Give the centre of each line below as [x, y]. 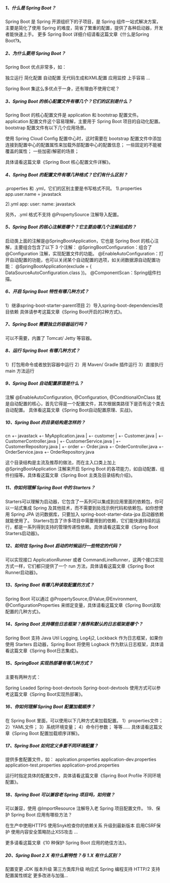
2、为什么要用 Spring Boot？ [35, 53]
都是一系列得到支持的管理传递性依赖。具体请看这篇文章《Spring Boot [86, 527]
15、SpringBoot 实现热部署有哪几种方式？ [49, 663]
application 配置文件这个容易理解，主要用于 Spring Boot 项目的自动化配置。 [84, 121]
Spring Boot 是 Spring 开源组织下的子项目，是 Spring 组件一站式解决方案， [83, 21]
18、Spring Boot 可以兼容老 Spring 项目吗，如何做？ [60, 795]
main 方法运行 [20, 371]
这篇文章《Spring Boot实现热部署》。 [47, 694]
